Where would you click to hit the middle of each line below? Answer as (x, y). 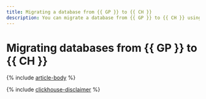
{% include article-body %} (41, 78)
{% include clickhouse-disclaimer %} (53, 90)
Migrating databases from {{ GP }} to (102, 48)
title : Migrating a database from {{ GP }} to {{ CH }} (79, 12)
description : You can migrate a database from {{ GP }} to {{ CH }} (96, 18)
